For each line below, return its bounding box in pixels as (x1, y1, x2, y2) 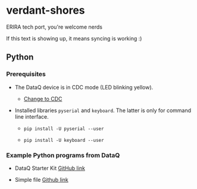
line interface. (14, 113, 49, 120)
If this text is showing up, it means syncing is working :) (6, 35, 142, 42)
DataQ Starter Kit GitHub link (14, 165, 85, 172)
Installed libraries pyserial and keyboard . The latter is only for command (14, 107, 192, 114)
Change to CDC (23, 95, 62, 102)
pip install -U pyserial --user (23, 126, 104, 132)
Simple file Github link (14, 176, 68, 183)
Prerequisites (6, 70, 46, 78)
